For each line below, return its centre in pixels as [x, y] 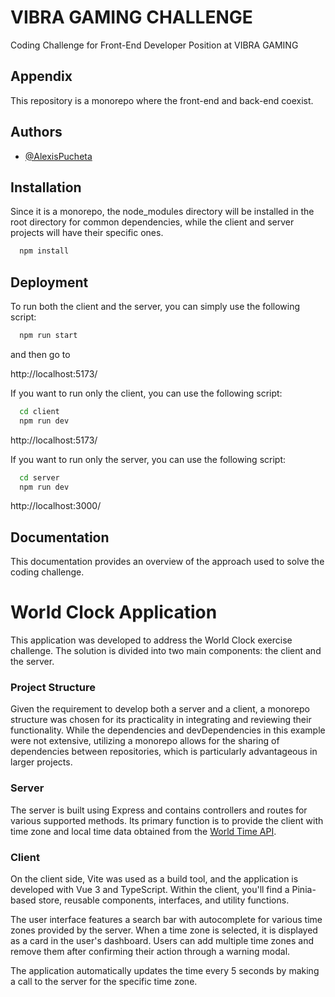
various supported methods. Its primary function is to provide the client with [167, 820]
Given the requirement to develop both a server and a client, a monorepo [160, 709]
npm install [44, 251]
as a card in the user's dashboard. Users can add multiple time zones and [162, 941]
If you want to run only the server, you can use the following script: [148, 459]
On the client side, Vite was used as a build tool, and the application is [154, 879]
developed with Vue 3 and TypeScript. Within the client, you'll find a [150, 890]
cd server [39, 477]
